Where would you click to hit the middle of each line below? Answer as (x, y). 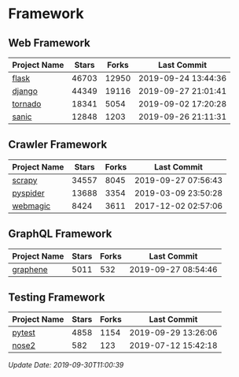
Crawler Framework (58, 145)
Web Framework (49, 43)
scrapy (25, 180)
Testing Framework (57, 298)
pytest (24, 333)
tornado (27, 104)
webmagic (31, 206)
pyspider (28, 192)
